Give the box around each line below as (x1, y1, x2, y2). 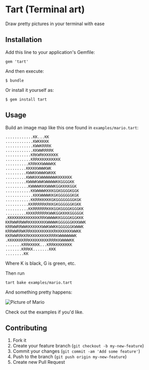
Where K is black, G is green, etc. (5, 260, 76, 266)
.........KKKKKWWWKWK (5, 166, 52, 171)
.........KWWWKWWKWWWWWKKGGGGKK (5, 179, 74, 184)
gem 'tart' (5, 59, 29, 64)
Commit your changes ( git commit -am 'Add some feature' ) (12, 348, 140, 355)
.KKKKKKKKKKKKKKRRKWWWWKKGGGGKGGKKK (5, 215, 84, 220)
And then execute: (5, 68, 44, 74)
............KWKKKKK (5, 139, 50, 144)
